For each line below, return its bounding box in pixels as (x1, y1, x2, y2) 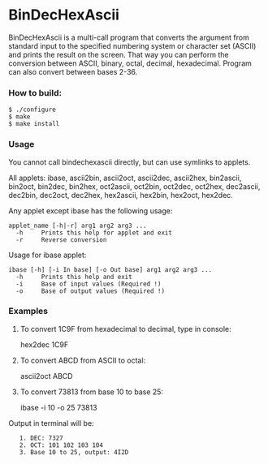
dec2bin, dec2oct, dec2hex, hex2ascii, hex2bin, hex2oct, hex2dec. (8, 190, 233, 200)
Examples (8, 306, 49, 317)
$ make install (8, 120, 60, 128)
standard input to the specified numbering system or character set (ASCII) (8, 41, 257, 50)
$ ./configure (8, 105, 57, 114)
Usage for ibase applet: (8, 250, 87, 260)
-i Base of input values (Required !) (15, 280, 162, 288)
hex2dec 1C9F (19, 339, 69, 350)
